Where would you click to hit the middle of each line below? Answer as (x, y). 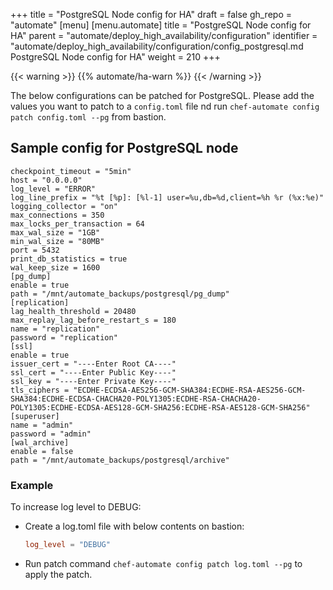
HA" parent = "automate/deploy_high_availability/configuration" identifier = (164, 35)
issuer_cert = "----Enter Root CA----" (93, 364)
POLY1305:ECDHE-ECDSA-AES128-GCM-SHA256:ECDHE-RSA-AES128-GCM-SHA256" (160, 407)
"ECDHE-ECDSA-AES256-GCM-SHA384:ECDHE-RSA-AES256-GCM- (190, 390)
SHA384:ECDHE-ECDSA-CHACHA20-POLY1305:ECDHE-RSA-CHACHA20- (136, 399)
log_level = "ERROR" (53, 189)
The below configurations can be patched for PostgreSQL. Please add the (162, 95)
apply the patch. (58, 574)
